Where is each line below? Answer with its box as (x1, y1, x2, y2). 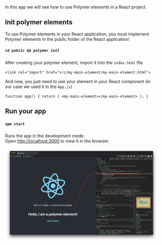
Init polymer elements (5, 18, 73, 26)
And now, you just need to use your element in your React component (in (5, 78, 151, 84)
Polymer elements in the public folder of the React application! (5, 36, 130, 42)
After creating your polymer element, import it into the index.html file (5, 59, 143, 65)
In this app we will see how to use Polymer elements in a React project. (5, 4, 147, 10)
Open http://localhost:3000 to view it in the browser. (5, 138, 110, 144)
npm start (5, 122, 25, 126)
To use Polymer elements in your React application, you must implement (5, 31, 149, 37)
